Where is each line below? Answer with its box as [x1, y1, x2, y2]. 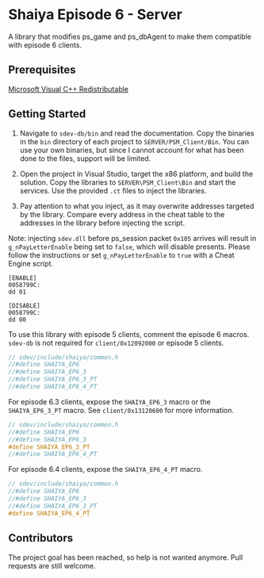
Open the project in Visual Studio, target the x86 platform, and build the [19, 169, 254, 178]
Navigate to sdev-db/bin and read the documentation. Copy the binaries [19, 128, 255, 138]
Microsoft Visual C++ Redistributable [8, 84, 129, 94]
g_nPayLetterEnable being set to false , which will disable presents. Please [8, 242, 251, 251]
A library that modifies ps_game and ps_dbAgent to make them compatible [8, 32, 252, 41]
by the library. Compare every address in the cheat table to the [19, 209, 225, 219]
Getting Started [8, 107, 86, 121]
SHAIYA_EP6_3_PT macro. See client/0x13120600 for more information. [8, 405, 235, 415]
